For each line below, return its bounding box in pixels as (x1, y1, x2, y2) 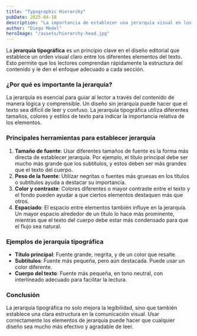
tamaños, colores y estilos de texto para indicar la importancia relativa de (6, 113, 185, 120)
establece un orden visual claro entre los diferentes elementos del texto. (6, 53, 182, 60)
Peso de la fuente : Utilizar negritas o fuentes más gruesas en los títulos (14, 172, 189, 179)
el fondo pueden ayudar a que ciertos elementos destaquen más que (14, 191, 183, 198)
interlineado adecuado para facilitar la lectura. (14, 276, 127, 283)
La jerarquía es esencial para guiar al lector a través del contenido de (6, 94, 175, 101)
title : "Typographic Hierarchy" (6, 8, 86, 15)
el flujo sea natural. (14, 222, 62, 230)
